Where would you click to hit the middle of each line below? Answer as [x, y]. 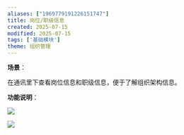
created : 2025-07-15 [38, 27]
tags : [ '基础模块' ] [34, 40]
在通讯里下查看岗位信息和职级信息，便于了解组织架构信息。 [94, 82]
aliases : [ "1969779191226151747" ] [58, 14]
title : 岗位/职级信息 [36, 20]
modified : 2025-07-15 [39, 33]
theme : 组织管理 [29, 46]
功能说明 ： [23, 97]
